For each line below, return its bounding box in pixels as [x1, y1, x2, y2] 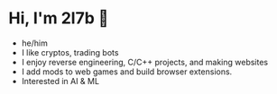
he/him [21, 38, 49, 48]
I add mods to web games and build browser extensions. [21, 66, 233, 77]
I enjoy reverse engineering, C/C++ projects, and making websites [21, 56, 268, 67]
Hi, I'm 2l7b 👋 [8, 8, 109, 29]
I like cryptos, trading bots [21, 47, 119, 57]
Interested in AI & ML [21, 75, 100, 86]
